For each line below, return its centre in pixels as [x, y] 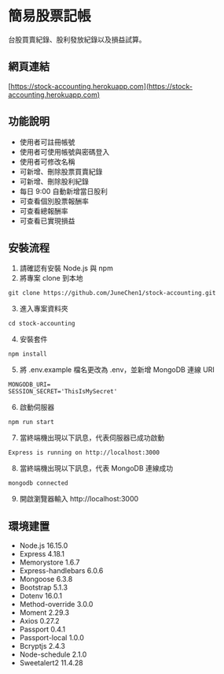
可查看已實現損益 [47, 221]
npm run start [31, 423]
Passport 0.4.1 [42, 629]
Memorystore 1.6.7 [50, 562]
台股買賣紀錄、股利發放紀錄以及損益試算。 [77, 39]
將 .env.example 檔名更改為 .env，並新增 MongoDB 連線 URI [117, 370]
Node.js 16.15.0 [44, 546]
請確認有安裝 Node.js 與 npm [66, 268]
